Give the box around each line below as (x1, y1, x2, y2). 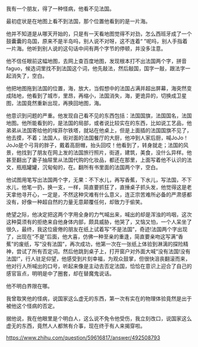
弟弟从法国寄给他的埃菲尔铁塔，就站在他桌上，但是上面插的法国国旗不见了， (6, 127, 192, 134)
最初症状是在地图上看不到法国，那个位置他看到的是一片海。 (6, 18, 151, 25)
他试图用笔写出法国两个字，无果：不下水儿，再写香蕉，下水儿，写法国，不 (6, 176, 187, 183)
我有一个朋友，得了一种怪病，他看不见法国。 (6, 5, 115, 12)
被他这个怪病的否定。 (6, 303, 58, 309)
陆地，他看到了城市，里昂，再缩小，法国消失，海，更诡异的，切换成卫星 (11, 92, 187, 99)
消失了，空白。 (11, 73, 48, 79)
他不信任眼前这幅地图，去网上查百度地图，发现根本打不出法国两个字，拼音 (6, 58, 187, 64)
